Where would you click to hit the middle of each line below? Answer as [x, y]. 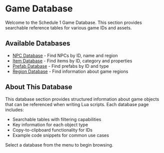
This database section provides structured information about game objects [82, 99]
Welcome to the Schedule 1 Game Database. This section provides [74, 22]
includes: [14, 110]
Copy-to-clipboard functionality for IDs [52, 130]
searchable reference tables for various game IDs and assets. [68, 27]
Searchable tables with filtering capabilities [57, 119]
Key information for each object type [50, 125]
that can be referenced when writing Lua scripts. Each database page [77, 104]
